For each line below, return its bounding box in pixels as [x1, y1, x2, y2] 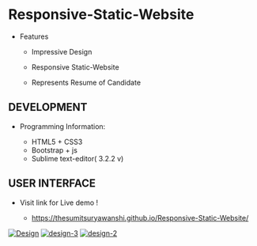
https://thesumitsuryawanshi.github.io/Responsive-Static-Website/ [31, 213, 249, 222]
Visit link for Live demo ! [19, 198, 99, 207]
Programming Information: [19, 121, 106, 131]
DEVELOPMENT [8, 100, 88, 114]
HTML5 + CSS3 [31, 137, 83, 146]
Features [19, 32, 49, 41]
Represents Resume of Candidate [31, 78, 141, 87]
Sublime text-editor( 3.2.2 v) [31, 153, 124, 163]
